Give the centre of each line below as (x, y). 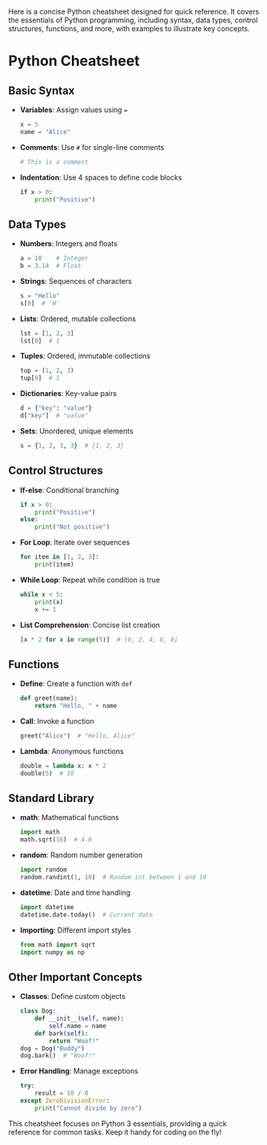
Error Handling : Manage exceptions (79, 1071)
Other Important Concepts (75, 977)
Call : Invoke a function (57, 721)
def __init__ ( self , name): (80, 1019)
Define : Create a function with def (76, 684)
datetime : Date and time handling (75, 892)
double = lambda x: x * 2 (63, 766)
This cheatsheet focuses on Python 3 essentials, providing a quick (118, 1123)
